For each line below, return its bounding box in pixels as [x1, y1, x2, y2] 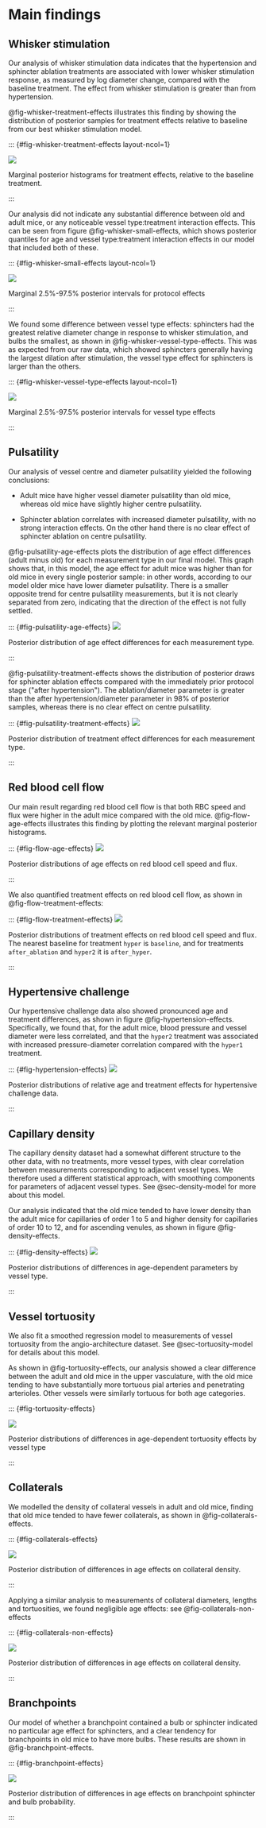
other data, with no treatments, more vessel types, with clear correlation [8, 1157, 245, 1166]
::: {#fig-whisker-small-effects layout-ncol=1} [8, 258, 156, 268]
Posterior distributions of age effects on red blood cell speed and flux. [8, 859, 238, 868]
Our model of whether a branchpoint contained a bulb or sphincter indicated [8, 1718, 258, 1727]
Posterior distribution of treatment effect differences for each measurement [8, 733, 256, 744]
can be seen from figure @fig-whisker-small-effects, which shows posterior [8, 226, 257, 235]
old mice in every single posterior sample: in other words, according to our [8, 572, 253, 582]
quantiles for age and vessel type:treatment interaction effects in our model [8, 234, 256, 244]
